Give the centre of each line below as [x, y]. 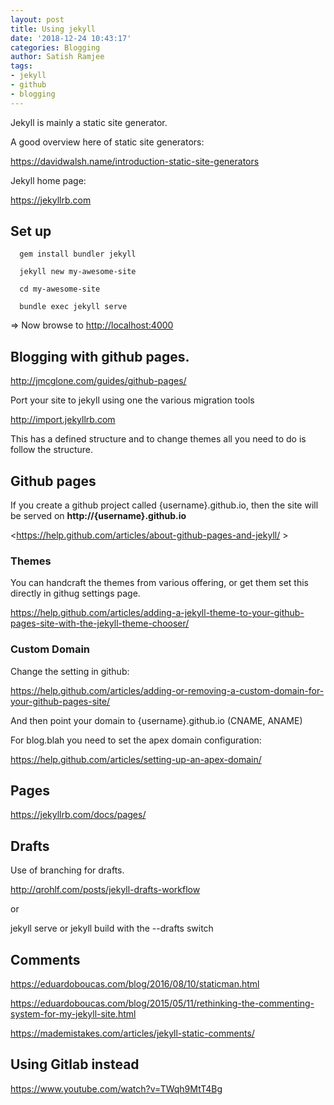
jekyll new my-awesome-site [78, 272]
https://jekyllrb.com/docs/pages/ [78, 815]
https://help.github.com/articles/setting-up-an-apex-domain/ [136, 759]
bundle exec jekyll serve [73, 307]
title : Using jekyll [53, 29]
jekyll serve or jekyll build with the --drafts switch [112, 928]
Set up [31, 231]
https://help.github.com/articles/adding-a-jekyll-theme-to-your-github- [157, 613]
